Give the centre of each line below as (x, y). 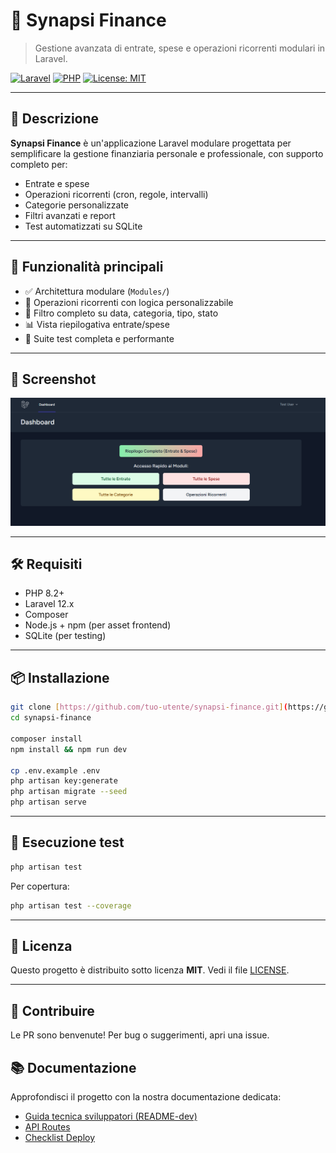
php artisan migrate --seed (69, 792)
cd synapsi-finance (51, 718)
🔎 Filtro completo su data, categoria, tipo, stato (121, 313)
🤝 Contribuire (52, 1010)
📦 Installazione (60, 677)
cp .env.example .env (55, 770)
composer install (46, 739)
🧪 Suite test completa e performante (99, 338)
